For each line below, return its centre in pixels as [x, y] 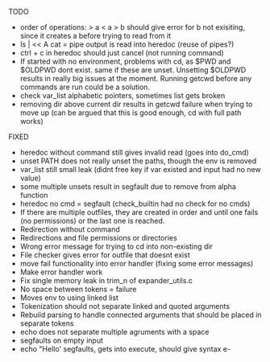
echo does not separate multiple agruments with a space [114, 332]
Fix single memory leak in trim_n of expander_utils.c [106, 280]
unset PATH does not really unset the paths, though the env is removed [138, 161]
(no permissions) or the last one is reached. [92, 221]
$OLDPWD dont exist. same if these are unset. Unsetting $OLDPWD [133, 70]
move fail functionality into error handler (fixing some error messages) [137, 263]
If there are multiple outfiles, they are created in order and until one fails [139, 212]
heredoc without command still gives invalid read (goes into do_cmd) [135, 152]
